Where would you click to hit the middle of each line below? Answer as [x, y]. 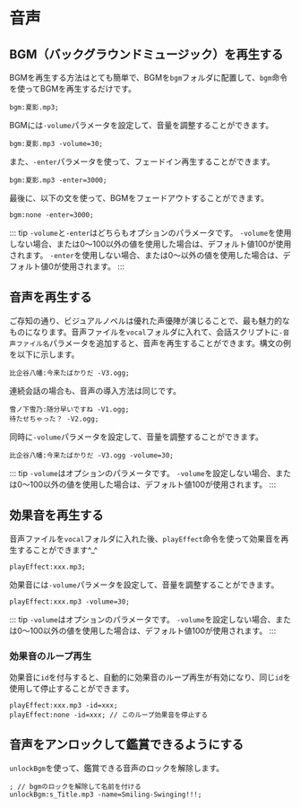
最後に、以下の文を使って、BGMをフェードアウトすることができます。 [139, 198]
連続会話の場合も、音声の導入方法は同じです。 [95, 390]
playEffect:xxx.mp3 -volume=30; [69, 602]
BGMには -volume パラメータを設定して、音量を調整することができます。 [141, 125]
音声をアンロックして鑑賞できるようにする [127, 745]
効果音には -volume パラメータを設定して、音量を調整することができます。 [144, 585]
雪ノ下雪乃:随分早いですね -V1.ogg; [69, 409]
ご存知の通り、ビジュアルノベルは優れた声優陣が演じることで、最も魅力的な [150, 320]
